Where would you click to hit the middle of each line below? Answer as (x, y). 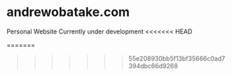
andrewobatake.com (68, 12)
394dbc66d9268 (153, 66)
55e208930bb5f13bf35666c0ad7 (177, 58)
